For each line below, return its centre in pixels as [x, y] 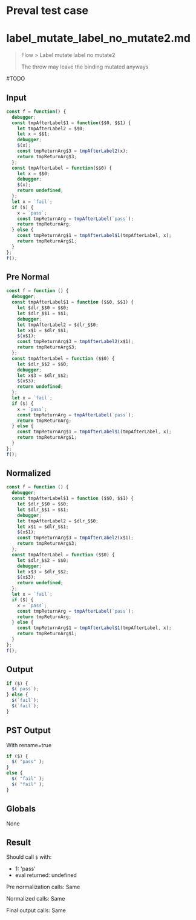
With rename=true [29, 745]
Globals [21, 809]
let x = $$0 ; [34, 173]
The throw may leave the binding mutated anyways [85, 67]
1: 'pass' [25, 869]
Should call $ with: [29, 857]
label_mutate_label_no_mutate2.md [99, 38]
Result [19, 842]
